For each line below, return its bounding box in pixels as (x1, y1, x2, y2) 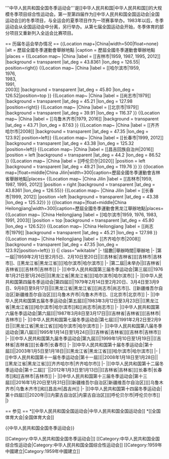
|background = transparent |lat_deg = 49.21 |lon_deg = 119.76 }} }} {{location (5, 163, 164, 169)
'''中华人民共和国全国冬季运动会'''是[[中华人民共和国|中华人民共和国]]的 (5, 5, 153, 11)
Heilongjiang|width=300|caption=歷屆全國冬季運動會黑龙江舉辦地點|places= (5, 206, 164, 211)
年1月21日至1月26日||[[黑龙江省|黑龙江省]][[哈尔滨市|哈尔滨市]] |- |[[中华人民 (5, 272, 163, 279)
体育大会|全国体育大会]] (5, 414, 54, 420)
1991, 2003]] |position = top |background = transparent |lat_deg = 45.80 (5, 217, 154, 223)
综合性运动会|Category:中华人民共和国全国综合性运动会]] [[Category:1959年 (5, 442, 162, 448)
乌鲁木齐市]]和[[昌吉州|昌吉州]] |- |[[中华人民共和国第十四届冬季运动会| (15, 386, 162, 392)
